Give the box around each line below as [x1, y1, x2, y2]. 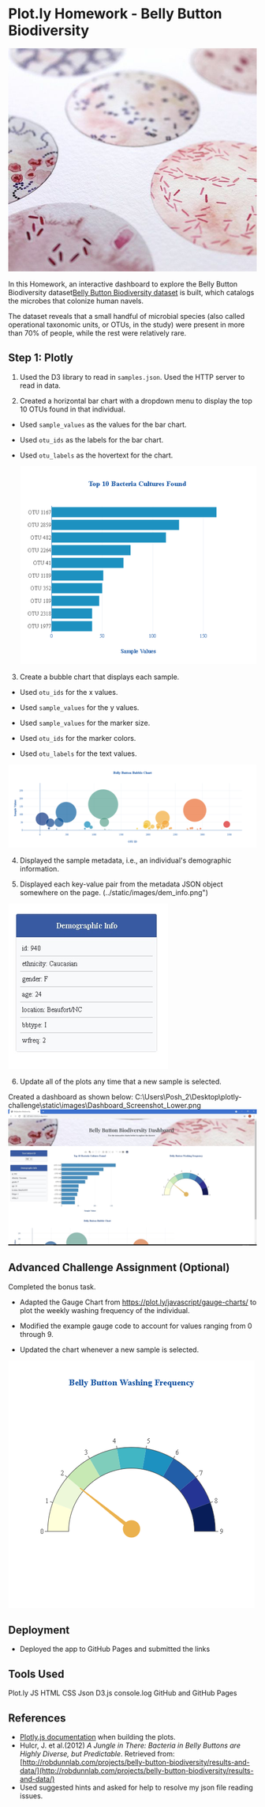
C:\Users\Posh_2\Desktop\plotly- [135, 1092, 242, 1102]
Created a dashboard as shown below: [8, 1092, 134, 1102]
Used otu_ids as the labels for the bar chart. [19, 435, 164, 444]
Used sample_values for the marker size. [19, 718, 151, 727]
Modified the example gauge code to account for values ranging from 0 [19, 1321, 252, 1331]
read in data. [19, 381, 62, 390]
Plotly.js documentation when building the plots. [19, 1733, 176, 1742]
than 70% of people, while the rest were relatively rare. [8, 328, 187, 337]
